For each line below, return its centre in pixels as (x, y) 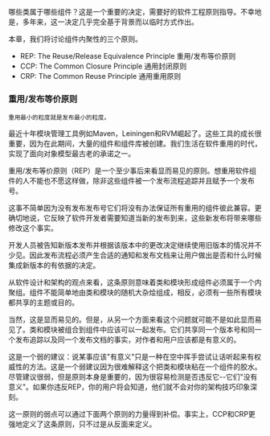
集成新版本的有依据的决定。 (54, 265)
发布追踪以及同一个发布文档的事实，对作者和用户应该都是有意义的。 (128, 339)
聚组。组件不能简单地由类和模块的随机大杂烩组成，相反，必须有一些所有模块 (135, 293)
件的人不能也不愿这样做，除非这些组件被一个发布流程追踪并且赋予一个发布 (131, 181)
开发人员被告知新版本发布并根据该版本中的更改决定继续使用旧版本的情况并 (131, 245)
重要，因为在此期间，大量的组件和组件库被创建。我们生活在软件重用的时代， (135, 144)
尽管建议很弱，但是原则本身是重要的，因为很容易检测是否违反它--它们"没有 (133, 377)
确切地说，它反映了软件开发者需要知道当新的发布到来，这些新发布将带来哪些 (135, 218)
